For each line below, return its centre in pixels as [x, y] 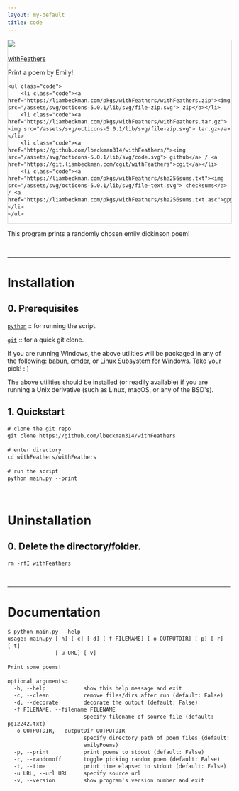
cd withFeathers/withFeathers [52, 457]
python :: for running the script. [52, 325]
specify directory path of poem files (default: [157, 738]
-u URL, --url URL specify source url [77, 774]
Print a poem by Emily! [41, 72]
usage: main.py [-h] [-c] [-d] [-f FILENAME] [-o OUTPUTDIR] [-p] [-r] [115, 639]
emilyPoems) [101, 745]
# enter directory [34, 450]
